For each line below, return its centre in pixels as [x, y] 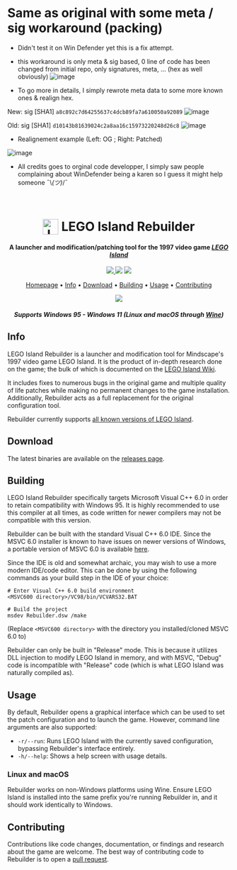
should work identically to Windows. [60, 805]
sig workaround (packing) [85, 28]
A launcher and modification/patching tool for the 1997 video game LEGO [119, 247]
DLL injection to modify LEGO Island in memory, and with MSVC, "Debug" [115, 658]
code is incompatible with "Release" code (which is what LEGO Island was [116, 665]
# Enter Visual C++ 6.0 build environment [71, 591]
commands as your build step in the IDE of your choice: [88, 578]
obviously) [33, 77]
